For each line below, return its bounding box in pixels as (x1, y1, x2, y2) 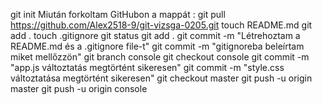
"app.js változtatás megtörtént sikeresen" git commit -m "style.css (10, 62, 285, 73)
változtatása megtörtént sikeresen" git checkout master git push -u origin (10, 72, 313, 84)
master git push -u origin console (10, 83, 148, 94)
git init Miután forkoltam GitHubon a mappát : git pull (10, 9, 226, 20)
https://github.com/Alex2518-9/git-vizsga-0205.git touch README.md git (10, 19, 313, 31)
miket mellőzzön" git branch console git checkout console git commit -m (10, 51, 310, 63)
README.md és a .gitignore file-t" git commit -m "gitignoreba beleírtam (10, 40, 305, 52)
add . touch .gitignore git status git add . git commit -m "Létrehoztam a (10, 30, 301, 41)
